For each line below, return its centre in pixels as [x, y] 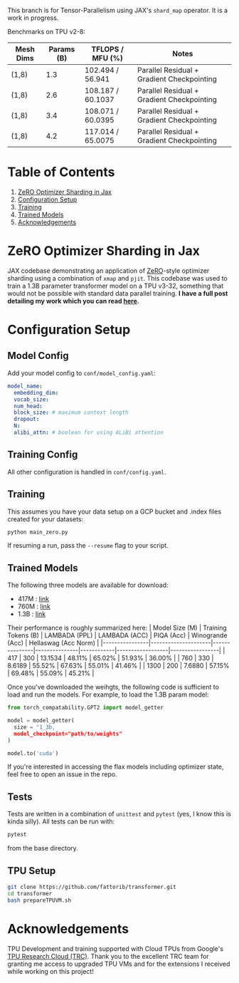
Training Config [43, 455]
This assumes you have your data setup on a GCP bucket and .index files [115, 511]
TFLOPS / [108, 49]
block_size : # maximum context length [71, 412]
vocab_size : [32, 399]
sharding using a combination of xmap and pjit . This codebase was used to [117, 278]
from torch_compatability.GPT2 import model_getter [85, 708]
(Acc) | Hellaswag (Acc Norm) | [53, 643]
